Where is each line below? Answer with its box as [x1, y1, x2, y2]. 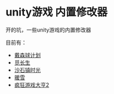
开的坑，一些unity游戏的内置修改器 [5, 26, 91, 33]
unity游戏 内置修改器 [5, 5, 108, 19]
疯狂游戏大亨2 [14, 81, 50, 88]
